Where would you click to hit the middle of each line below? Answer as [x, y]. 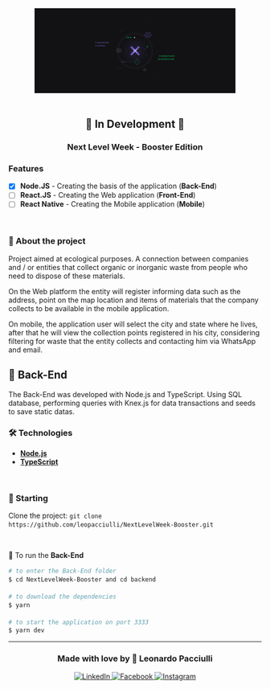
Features [26, 168]
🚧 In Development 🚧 [135, 124]
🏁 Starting [28, 498]
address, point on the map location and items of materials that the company [133, 300]
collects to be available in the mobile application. [89, 308]
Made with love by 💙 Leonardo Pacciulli [135, 658]
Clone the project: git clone [55, 516]
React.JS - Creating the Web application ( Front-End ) [108, 195]
